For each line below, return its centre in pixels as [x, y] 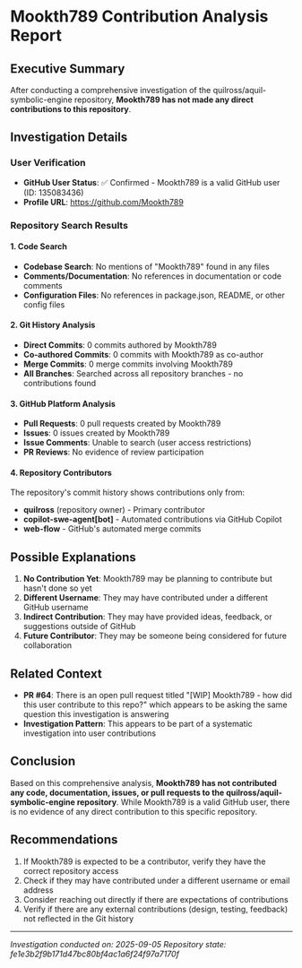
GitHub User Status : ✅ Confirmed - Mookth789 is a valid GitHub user [151, 182]
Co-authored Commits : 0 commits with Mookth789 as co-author [143, 355]
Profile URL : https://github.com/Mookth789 [104, 202]
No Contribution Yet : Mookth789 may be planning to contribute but [147, 579]
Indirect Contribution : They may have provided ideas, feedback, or [147, 617]
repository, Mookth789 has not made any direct [164, 99]
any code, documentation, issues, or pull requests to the [117, 792]
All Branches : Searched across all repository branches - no [133, 374]
